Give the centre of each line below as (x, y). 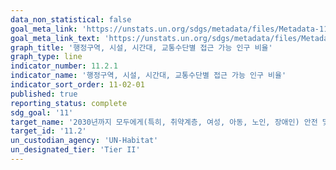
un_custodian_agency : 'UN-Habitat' (84, 141)
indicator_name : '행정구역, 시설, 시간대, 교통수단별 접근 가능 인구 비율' (148, 76)
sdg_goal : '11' (42, 112)
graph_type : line (46, 57)
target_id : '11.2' (48, 131)
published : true (44, 94)
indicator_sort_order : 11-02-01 (77, 85)
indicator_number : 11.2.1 (64, 66)
